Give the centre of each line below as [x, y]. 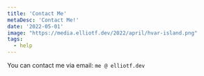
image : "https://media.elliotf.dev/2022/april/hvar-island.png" [102, 33]
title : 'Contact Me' [37, 13]
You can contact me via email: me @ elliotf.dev [76, 65]
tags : [15, 39]
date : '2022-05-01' [36, 26]
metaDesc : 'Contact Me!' [43, 20]
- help [23, 46]
